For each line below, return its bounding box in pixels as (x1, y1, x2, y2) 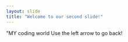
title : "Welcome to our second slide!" (6, 14, 103, 20)
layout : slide (6, 8, 41, 14)
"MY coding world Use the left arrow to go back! (6, 29, 123, 36)
